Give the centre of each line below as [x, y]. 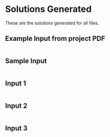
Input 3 [16, 128]
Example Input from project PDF [55, 39]
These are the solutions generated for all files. [52, 23]
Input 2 [16, 106]
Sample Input [26, 61]
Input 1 [16, 83]
